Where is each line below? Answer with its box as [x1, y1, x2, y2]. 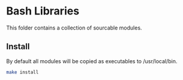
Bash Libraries [6, 4, 80, 18]
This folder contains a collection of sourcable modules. [6, 24, 142, 31]
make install [6, 69, 39, 75]
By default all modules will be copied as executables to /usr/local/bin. [6, 57, 178, 64]
